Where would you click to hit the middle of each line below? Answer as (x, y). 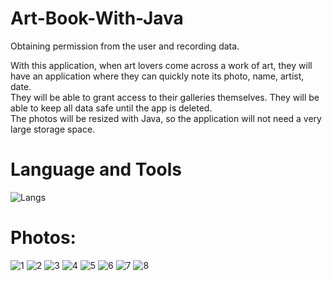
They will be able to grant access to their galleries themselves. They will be (165, 97)
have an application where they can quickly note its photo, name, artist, (157, 76)
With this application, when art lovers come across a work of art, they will (161, 65)
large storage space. (53, 129)
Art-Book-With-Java (97, 18)
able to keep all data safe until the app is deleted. (111, 108)
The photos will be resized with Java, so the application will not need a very (166, 118)
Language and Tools (96, 169)
